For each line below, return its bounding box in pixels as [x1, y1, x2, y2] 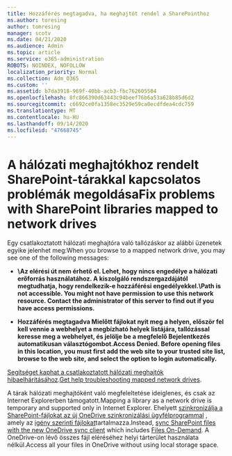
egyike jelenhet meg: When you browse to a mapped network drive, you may [7, 246, 226, 255]
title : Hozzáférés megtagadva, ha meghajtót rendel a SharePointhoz [7, 10, 210, 17]
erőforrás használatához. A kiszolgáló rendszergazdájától [17, 274, 188, 283]
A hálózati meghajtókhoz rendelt [7, 157, 199, 173]
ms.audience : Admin [7, 42, 64, 49]
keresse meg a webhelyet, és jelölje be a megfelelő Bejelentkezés [17, 332, 210, 341]
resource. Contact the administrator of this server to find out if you [17, 297, 214, 305]
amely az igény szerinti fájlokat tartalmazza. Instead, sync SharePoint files [7, 418, 217, 427]
